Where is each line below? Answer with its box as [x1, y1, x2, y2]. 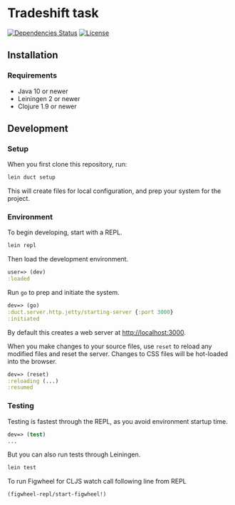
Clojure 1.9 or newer [17, 102, 77, 110]
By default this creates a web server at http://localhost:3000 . [7, 328, 187, 336]
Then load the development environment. [7, 255, 129, 264]
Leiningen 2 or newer [17, 94, 80, 103]
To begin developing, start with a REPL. [7, 228, 122, 236]
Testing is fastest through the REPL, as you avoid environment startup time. [7, 417, 228, 425]
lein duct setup [7, 174, 56, 181]
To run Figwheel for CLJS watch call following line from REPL [7, 477, 187, 486]
